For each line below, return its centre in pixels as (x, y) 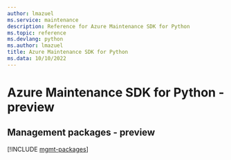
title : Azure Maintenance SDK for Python (68, 52)
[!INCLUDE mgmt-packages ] (48, 149)
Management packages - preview (81, 133)
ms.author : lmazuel (35, 46)
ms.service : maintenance (43, 20)
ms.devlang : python (35, 39)
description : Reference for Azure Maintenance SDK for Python (99, 26)
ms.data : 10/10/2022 (37, 59)
